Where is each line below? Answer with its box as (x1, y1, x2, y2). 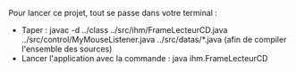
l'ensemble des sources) (21, 44, 113, 54)
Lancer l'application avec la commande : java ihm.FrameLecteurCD (21, 53, 268, 63)
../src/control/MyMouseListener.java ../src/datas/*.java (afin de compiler (21, 35, 287, 44)
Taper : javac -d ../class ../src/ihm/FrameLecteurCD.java (21, 25, 228, 35)
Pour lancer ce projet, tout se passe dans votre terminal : (8, 8, 218, 18)
